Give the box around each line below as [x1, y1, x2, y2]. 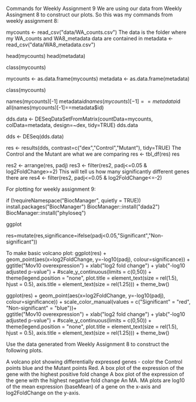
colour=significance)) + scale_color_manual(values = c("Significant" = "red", [6, 298, 191, 305]
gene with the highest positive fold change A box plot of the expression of [6, 371, 184, 377]
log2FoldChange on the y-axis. [6, 389, 80, 396]
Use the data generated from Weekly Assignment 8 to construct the [6, 341, 170, 348]
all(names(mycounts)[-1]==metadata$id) [6, 104, 104, 111]
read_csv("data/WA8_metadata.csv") [6, 41, 95, 48]
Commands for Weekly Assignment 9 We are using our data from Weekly [6, 5, 183, 12]
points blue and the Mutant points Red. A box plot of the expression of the [6, 365, 184, 371]
